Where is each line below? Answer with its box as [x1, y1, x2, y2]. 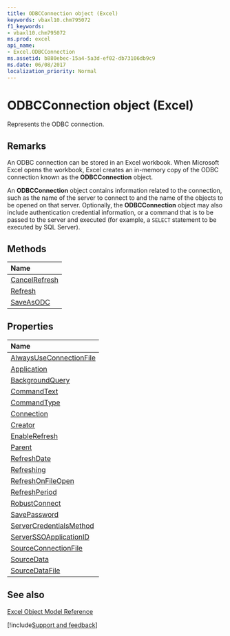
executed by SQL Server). [7, 223, 81, 232]
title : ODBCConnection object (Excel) [7, 10, 118, 17]
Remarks [7, 140, 47, 152]
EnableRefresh [10, 431, 59, 441]
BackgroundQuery [10, 375, 70, 384]
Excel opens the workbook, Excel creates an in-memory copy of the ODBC [7, 166, 219, 174]
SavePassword [10, 509, 59, 519]
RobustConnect [10, 498, 61, 508]
